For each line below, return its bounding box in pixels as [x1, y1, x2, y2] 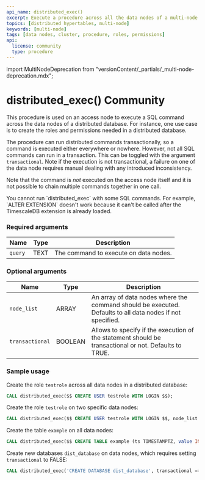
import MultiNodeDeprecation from [6, 65, 95, 73]
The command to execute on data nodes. [54, 249, 172, 257]
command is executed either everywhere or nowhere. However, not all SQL [6, 145, 195, 152]
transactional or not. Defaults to [91, 341, 182, 350]
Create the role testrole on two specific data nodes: [6, 404, 138, 411]
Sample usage [6, 367, 50, 376]
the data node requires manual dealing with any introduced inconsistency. [6, 164, 192, 172]
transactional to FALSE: [6, 456, 68, 464]
